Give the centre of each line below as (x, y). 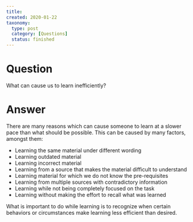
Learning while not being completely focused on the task (85, 188)
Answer (26, 110)
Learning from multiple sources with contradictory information (91, 182)
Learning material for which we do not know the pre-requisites (91, 175)
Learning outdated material (48, 156)
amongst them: (25, 138)
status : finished (33, 39)
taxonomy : (18, 23)
